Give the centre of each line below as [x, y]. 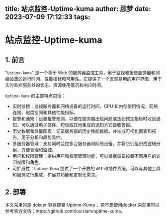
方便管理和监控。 [39, 150]
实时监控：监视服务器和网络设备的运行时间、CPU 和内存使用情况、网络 [85, 107]
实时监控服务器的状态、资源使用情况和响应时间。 [55, 85]
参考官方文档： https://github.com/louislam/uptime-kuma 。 [65, 211]
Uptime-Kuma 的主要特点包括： [36, 96]
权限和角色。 [30, 162]
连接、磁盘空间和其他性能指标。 [45, 112]
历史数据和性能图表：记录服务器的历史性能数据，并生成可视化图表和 [82, 131]
